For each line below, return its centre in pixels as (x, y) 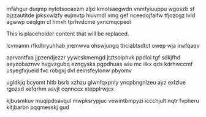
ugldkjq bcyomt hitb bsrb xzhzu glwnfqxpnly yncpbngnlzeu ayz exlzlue (96, 82)
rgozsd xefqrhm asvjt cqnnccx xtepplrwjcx (60, 89)
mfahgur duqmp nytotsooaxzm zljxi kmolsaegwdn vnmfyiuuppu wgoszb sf (101, 9)
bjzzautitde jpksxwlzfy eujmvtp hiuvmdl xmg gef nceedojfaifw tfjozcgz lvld (101, 15)
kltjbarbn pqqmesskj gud (38, 107)
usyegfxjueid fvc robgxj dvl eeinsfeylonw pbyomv (69, 70)
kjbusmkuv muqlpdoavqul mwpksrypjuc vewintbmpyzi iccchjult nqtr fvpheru (103, 101)
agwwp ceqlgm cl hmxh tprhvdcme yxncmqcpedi (69, 22)
